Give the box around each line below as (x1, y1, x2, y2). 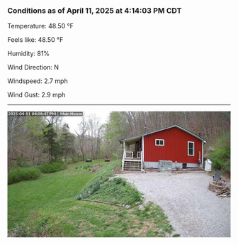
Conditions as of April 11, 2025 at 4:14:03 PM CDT (7, 6, 182, 16)
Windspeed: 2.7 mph (7, 77, 69, 85)
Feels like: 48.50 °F (7, 36, 64, 44)
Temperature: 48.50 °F (7, 22, 74, 31)
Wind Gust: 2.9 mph (7, 91, 66, 99)
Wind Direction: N (7, 63, 59, 72)
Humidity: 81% (7, 49, 50, 58)
